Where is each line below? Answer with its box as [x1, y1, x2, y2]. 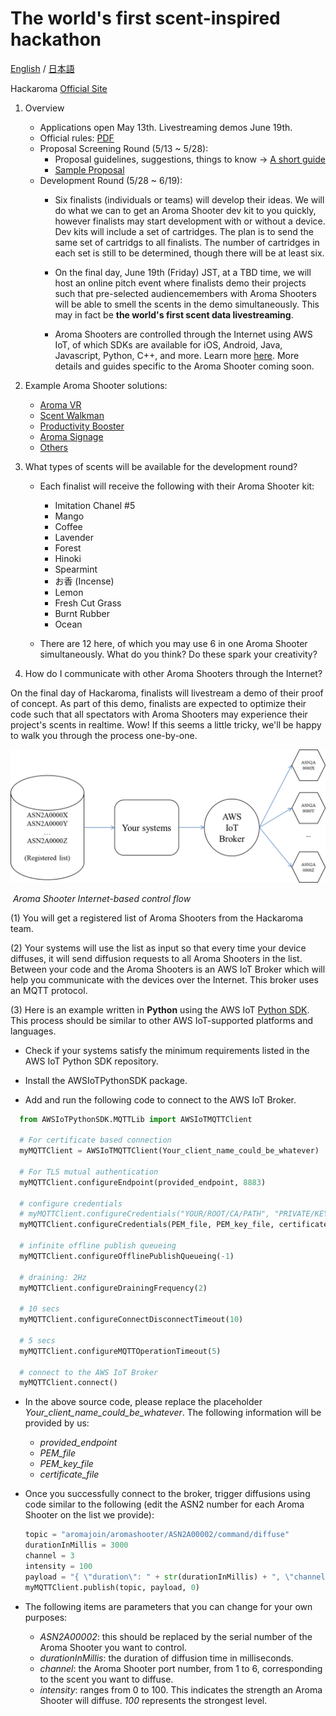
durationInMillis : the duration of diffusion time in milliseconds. [39, 1652, 294, 1664]
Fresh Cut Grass [54, 597, 122, 609]
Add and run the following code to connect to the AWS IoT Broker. [24, 1093, 297, 1106]
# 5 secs [19, 1335, 56, 1346]
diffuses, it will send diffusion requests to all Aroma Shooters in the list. [10, 952, 303, 964]
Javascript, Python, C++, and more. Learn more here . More [54, 349, 300, 361]
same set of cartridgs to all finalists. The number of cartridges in [54, 236, 320, 248]
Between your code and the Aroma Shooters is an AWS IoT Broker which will [10, 963, 326, 975]
